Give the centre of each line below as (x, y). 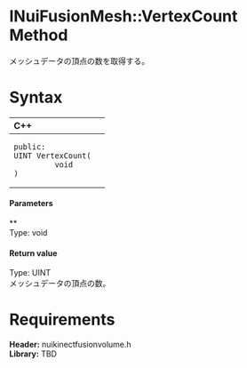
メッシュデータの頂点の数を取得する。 (79, 60)
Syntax (36, 97)
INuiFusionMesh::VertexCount (123, 16)
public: (30, 147)
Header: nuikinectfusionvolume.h (70, 345)
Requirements (62, 320)
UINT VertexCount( (52, 156)
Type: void (28, 233)
